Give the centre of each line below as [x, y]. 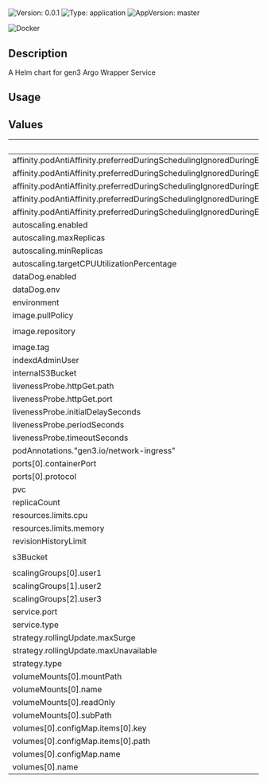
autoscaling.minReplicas [58, 251]
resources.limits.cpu [50, 516]
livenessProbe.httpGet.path [63, 386]
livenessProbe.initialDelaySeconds [77, 412]
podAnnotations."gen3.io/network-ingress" [94, 451]
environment [36, 302]
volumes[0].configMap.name [66, 754]
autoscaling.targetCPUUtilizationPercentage [95, 264]
